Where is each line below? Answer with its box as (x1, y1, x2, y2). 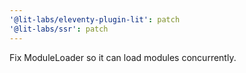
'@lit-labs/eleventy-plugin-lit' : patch (9, 14, 181, 25)
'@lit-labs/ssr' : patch (9, 24, 109, 34)
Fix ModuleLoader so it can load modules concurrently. (9, 51, 237, 63)
